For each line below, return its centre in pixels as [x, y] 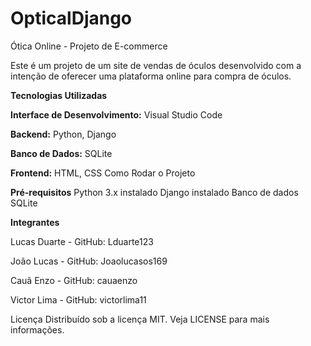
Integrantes [35, 222]
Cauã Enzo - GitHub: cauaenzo [74, 280]
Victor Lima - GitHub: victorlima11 [78, 299]
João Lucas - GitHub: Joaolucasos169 [89, 261]
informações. [37, 329]
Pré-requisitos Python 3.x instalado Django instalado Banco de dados [154, 192]
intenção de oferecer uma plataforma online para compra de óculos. [151, 76]
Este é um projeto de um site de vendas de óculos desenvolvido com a [156, 65]
